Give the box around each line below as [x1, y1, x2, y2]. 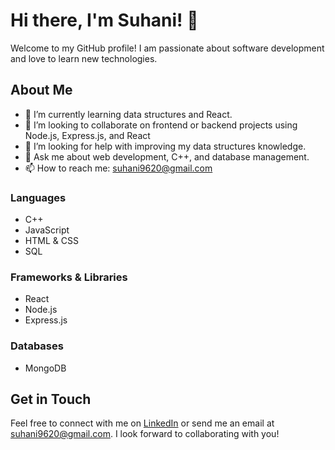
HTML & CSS [24, 235, 79, 247]
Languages [10, 190, 67, 204]
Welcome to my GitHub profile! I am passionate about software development [10, 42, 325, 54]
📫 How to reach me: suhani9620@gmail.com [24, 162, 213, 174]
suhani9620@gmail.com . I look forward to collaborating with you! [10, 428, 280, 440]
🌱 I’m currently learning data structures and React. [24, 108, 233, 120]
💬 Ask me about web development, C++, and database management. [24, 150, 310, 163]
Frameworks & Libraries [10, 270, 128, 284]
